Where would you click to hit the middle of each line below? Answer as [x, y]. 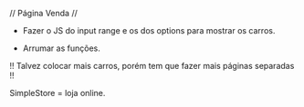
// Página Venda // [43, 13]
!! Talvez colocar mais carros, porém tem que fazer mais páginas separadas [152, 66]
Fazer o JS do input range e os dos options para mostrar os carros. [149, 30]
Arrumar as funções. [61, 48]
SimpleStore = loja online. [58, 93]
